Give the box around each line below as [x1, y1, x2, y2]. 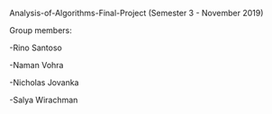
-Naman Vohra [9, 60, 64, 70]
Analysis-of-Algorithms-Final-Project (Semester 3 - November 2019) [9, 8, 264, 18]
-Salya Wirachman [9, 94, 78, 105]
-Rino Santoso [9, 42, 63, 53]
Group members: [9, 25, 72, 35]
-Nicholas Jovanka [9, 77, 79, 88]
